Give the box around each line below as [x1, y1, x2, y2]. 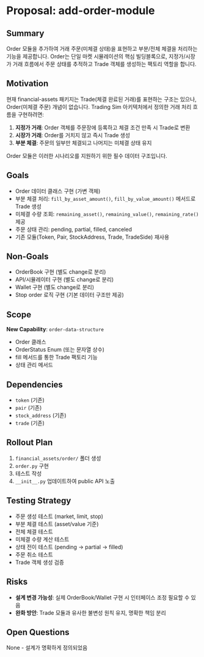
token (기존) [15, 396, 45, 404]
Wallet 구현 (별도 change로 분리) [15, 283, 95, 291]
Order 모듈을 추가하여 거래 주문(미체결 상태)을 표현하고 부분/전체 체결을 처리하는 [6, 45, 198, 52]
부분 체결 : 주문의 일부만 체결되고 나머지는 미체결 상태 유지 [15, 139, 152, 146]
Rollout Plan [6, 437, 53, 448]
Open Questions [6, 627, 70, 637]
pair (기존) [15, 404, 42, 411]
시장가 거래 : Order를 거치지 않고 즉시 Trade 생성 [15, 131, 130, 138]
